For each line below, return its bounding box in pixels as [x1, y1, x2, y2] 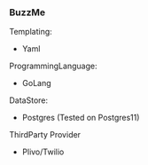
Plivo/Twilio [21, 146, 65, 157]
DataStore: [9, 95, 49, 106]
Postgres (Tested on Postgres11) [21, 113, 140, 123]
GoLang [21, 78, 51, 89]
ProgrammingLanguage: [9, 60, 97, 72]
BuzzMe [9, 6, 46, 19]
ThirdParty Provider [9, 130, 82, 140]
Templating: [9, 27, 53, 37]
